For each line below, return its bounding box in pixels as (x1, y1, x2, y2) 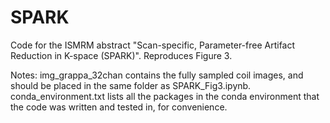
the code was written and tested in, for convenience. (10, 101, 228, 113)
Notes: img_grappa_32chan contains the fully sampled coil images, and (10, 69, 304, 81)
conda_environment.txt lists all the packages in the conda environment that (10, 90, 320, 102)
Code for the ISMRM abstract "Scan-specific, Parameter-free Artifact (10, 39, 296, 51)
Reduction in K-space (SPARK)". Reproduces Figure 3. (10, 49, 233, 61)
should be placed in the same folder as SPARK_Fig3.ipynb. (10, 79, 252, 91)
